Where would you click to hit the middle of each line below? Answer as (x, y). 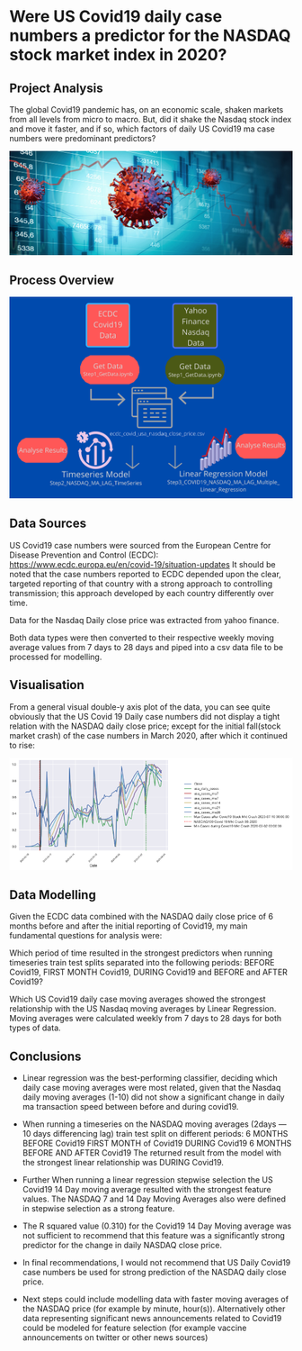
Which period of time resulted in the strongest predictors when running (141, 953)
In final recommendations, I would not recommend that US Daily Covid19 (156, 1263)
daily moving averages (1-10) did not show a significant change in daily (153, 1097)
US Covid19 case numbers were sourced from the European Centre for (140, 545)
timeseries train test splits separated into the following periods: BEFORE (142, 963)
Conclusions (45, 1056)
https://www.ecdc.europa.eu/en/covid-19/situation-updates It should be (142, 564)
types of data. (35, 1028)
